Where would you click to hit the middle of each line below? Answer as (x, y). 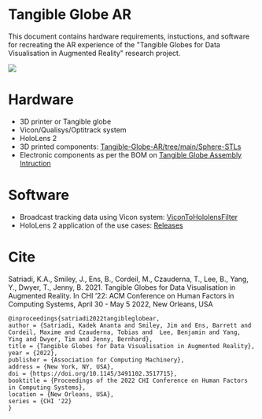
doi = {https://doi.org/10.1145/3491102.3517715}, (93, 373)
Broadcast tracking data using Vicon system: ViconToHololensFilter (129, 217)
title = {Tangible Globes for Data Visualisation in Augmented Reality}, (132, 346)
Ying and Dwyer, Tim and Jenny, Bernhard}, (81, 339)
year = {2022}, (33, 353)
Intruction (35, 163)
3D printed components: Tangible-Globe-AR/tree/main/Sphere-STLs (130, 146)
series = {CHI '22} (40, 401)
